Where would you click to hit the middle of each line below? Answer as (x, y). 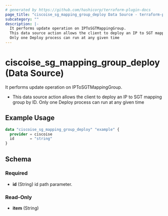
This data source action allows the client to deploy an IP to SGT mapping (87, 97)
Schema (18, 159)
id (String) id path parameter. (42, 184)
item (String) (25, 208)
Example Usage (30, 118)
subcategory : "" (22, 19)
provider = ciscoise (31, 134)
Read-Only (19, 197)
